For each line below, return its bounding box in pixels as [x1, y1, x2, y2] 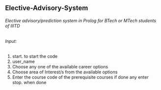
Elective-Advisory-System [5, 4, 88, 12]
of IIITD [5, 23, 20, 29]
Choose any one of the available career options [12, 64, 108, 70]
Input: [5, 38, 17, 44]
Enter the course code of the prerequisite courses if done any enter [12, 74, 149, 80]
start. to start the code [12, 54, 58, 60]
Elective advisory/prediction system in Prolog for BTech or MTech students [5, 17, 156, 24]
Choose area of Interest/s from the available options [12, 69, 118, 75]
